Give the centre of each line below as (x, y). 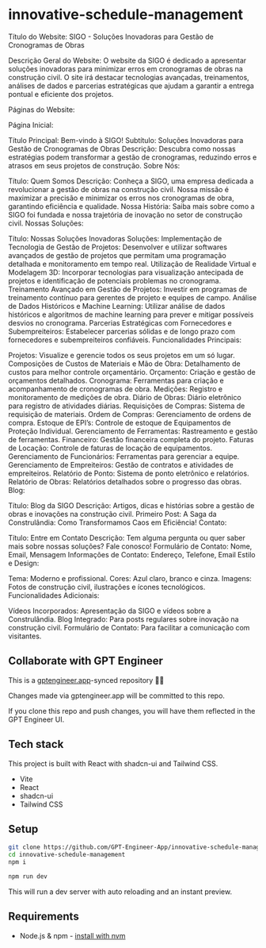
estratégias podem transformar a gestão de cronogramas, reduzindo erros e (133, 157)
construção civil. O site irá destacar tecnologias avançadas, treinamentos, (129, 77)
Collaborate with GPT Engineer (86, 661)
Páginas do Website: (42, 110)
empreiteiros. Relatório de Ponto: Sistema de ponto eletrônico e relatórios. (129, 473)
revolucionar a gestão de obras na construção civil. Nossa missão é (119, 189)
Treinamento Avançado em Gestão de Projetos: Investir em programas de (128, 289)
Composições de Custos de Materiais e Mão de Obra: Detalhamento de (124, 364)
